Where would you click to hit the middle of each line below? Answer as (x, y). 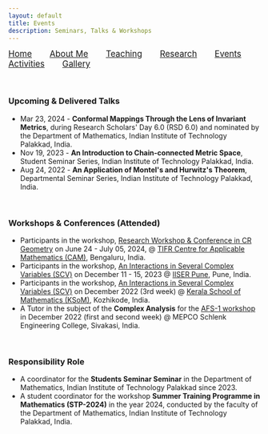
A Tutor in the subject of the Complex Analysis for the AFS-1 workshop (138, 308)
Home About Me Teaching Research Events (125, 54)
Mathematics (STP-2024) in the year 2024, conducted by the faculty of (139, 404)
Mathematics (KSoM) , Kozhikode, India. (85, 299)
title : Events (32, 23)
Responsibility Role (47, 361)
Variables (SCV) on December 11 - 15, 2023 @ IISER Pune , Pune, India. (136, 274)
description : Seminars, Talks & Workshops (80, 30)
